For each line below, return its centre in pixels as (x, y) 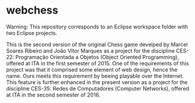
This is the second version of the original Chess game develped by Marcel (97, 44)
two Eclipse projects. (32, 33)
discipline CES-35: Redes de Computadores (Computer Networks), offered (97, 88)
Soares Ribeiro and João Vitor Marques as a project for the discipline (91, 50)
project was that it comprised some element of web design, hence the (92, 69)
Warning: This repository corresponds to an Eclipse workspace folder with (97, 27)
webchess (32, 10)
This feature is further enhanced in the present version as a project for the (97, 82)
